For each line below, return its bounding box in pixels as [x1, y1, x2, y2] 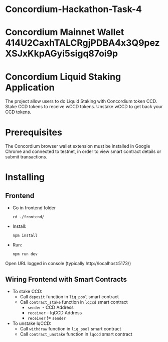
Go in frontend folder [12, 205, 56, 211]
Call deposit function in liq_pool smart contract [20, 294, 119, 300]
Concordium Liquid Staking [5, 71, 121, 82]
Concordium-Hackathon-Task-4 [5, 4, 142, 15]
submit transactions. [5, 154, 48, 160]
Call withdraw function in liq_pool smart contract [20, 326, 121, 332]
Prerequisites [5, 127, 63, 138]
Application [5, 81, 55, 93]
